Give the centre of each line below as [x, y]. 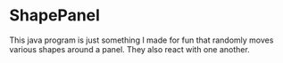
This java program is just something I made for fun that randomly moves [141, 40]
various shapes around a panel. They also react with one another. [129, 49]
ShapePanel [55, 16]
